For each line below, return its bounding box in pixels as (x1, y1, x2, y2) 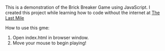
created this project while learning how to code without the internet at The (5, 10, 160, 16)
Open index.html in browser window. (12, 35, 89, 40)
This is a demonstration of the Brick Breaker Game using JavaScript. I (5, 5, 150, 10)
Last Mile (5, 15, 24, 21)
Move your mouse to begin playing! (12, 40, 87, 46)
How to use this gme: (5, 25, 50, 31)
